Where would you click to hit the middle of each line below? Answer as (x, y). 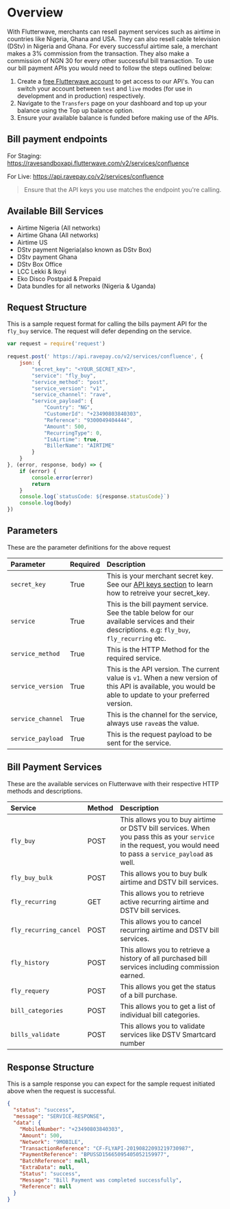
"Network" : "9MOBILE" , (52, 1142)
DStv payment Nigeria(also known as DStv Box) (84, 249)
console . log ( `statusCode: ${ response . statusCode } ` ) (94, 497)
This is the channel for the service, (162, 714)
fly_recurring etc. (136, 638)
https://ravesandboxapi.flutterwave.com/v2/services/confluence (98, 163)
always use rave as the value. (153, 723)
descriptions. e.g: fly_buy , (149, 630)
